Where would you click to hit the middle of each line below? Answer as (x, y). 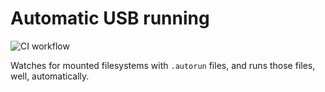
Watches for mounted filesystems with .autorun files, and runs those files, (163, 65)
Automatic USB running (110, 18)
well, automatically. (50, 76)
